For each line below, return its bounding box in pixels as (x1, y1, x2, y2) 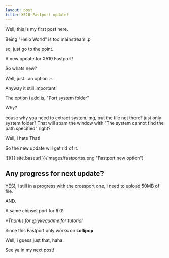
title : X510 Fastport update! (5, 12, 70, 17)
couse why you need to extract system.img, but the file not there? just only (5, 115, 161, 121)
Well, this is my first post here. (5, 26, 69, 32)
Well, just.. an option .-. (5, 75, 54, 81)
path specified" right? (5, 125, 51, 131)
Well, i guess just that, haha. (5, 237, 64, 243)
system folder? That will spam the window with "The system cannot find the (5, 120, 164, 126)
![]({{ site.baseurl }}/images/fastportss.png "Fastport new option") (5, 155, 144, 161)
